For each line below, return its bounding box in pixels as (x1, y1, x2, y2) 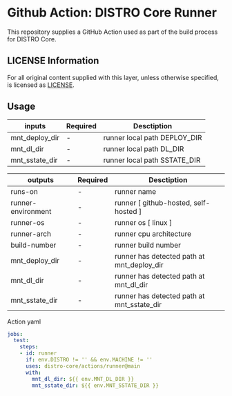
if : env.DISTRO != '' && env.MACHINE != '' (25, 357, 153, 364)
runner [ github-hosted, (114, 198, 192, 208)
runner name (114, 186, 157, 196)
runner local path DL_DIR (103, 143, 184, 153)
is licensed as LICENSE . (7, 81, 75, 89)
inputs (23, 121, 46, 130)
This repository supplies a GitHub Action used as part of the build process (7, 28, 218, 36)
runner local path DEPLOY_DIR (103, 132, 202, 142)
